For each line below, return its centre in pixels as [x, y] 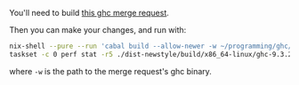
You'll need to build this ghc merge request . [89, 13]
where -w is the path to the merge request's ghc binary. [110, 71]
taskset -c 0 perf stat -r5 [61, 54]
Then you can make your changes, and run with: [98, 30]
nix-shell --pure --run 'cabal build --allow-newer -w [113, 46]
